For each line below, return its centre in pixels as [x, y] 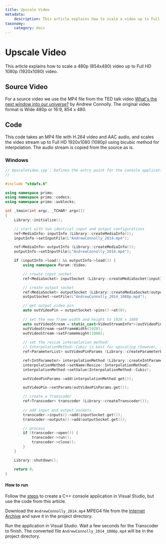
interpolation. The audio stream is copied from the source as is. [70, 147]
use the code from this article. [36, 501]
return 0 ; [24, 469]
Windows [17, 160]
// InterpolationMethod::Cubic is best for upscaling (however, [90, 347]
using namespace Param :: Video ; [55, 265]
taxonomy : [15, 23]
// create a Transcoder [47, 397]
